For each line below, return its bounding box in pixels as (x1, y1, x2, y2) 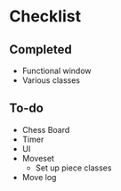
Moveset (21, 153, 55, 163)
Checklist (9, 6, 82, 27)
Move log (21, 171, 57, 182)
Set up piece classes (35, 162, 112, 173)
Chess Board (21, 124, 70, 135)
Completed (9, 42, 73, 57)
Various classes (21, 75, 80, 86)
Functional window (21, 65, 92, 76)
